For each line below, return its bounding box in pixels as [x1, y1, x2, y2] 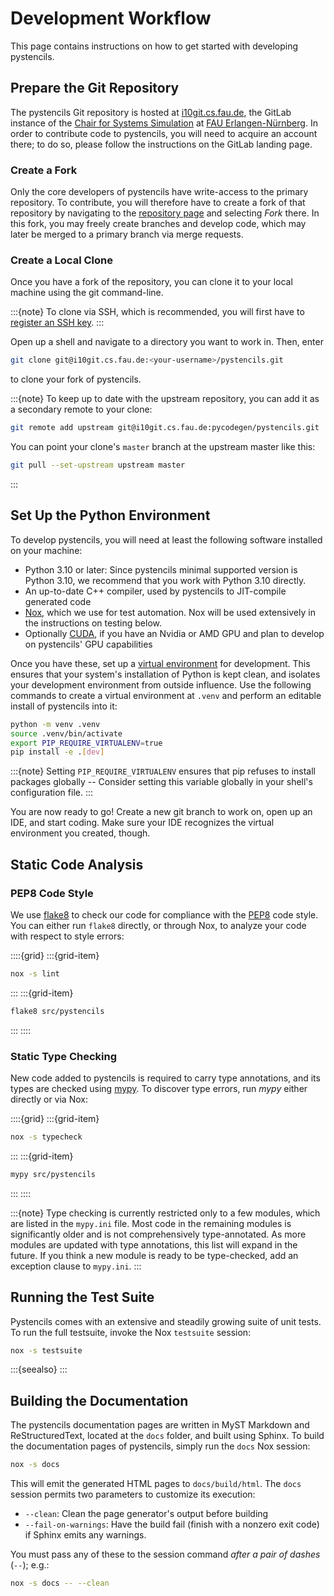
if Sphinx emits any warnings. [24, 1529, 147, 1541]
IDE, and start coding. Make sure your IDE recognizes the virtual [10, 817, 275, 829]
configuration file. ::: [10, 787, 94, 799]
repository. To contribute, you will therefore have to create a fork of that [10, 197, 306, 209]
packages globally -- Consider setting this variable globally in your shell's [10, 776, 313, 788]
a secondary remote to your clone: [10, 403, 153, 416]
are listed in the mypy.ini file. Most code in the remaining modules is [10, 1217, 292, 1229]
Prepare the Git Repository [10, 80, 180, 97]
